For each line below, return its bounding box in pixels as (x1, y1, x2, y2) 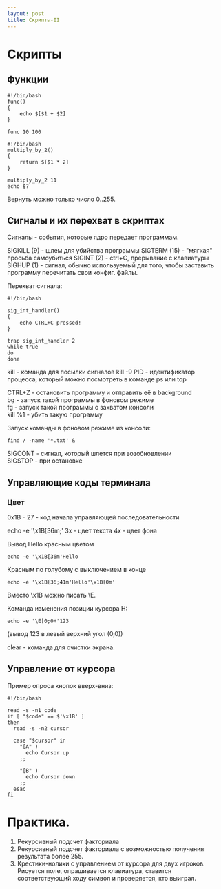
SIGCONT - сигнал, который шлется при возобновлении (7, 450, 172, 458)
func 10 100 (7, 128, 41, 135)
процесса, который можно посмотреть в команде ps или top (7, 375, 187, 383)
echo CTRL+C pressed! (19, 319, 81, 327)
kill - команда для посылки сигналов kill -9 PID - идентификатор (7, 367, 195, 376)
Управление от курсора (7, 663, 116, 675)
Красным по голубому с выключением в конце (7, 566, 147, 573)
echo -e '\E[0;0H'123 (7, 618, 70, 624)
